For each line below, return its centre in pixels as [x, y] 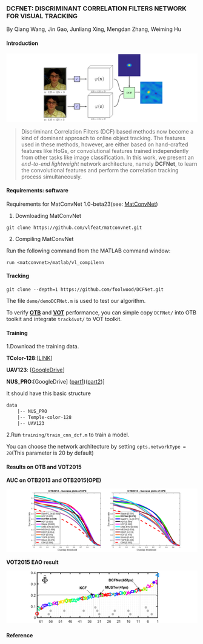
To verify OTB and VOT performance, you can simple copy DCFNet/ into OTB [101, 313]
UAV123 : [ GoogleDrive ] [35, 370]
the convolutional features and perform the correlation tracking [100, 170]
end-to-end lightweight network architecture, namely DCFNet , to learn [109, 164]
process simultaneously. [52, 177]
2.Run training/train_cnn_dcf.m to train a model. [68, 435]
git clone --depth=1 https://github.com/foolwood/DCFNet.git [85, 290]
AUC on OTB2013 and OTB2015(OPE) [54, 480]
